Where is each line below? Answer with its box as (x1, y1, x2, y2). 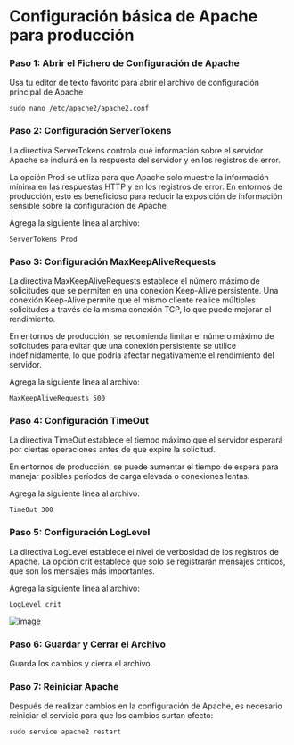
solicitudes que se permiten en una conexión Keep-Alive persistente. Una (9, 286, 279, 296)
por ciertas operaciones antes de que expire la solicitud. (9, 444, 216, 455)
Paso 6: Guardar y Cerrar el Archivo (9, 638, 167, 650)
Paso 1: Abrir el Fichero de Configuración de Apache (9, 57, 241, 70)
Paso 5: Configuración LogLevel (9, 526, 151, 539)
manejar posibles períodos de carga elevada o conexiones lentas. (9, 471, 250, 482)
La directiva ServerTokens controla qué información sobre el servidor (9, 145, 264, 155)
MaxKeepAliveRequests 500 (9, 394, 105, 403)
